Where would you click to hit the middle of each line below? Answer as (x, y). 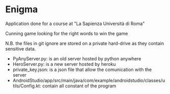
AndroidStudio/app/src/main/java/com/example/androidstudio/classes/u (89, 80)
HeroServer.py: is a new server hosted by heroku (64, 64)
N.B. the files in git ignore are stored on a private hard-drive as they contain (85, 43)
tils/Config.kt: (27, 86)
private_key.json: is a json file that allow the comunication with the (82, 69)
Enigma (22, 9)
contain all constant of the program (79, 86)
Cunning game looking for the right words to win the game (67, 33)
